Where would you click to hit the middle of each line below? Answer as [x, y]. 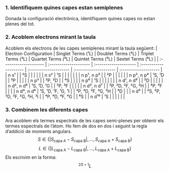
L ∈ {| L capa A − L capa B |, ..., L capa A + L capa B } [85, 149]
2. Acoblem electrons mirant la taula [51, 37]
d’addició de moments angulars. [39, 131]
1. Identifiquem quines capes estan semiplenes [64, 8]
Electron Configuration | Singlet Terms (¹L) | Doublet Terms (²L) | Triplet [80, 53]
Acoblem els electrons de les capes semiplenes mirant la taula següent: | [81, 48]
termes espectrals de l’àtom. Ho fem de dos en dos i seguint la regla [76, 126]
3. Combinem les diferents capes [47, 109]
